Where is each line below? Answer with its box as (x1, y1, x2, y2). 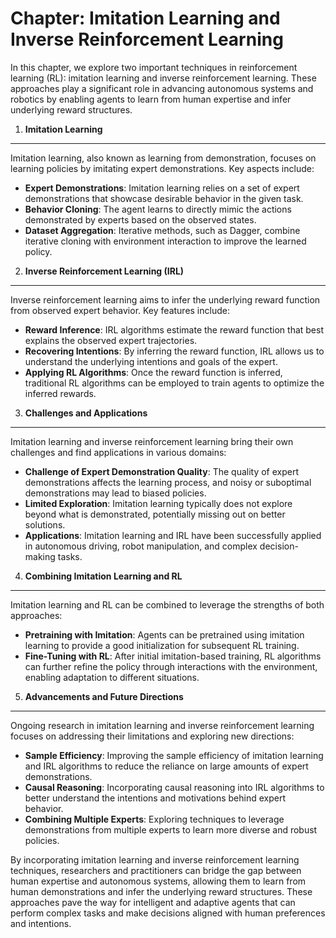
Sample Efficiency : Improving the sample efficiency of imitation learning (24, 749, 324, 761)
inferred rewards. (24, 387, 97, 399)
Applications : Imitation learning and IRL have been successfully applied (24, 529, 322, 541)
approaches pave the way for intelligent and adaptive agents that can (10, 896, 296, 908)
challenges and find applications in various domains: (10, 446, 227, 458)
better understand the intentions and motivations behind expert (24, 792, 286, 804)
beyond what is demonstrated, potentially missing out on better (24, 508, 286, 520)
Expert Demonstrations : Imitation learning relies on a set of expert (24, 182, 300, 194)
